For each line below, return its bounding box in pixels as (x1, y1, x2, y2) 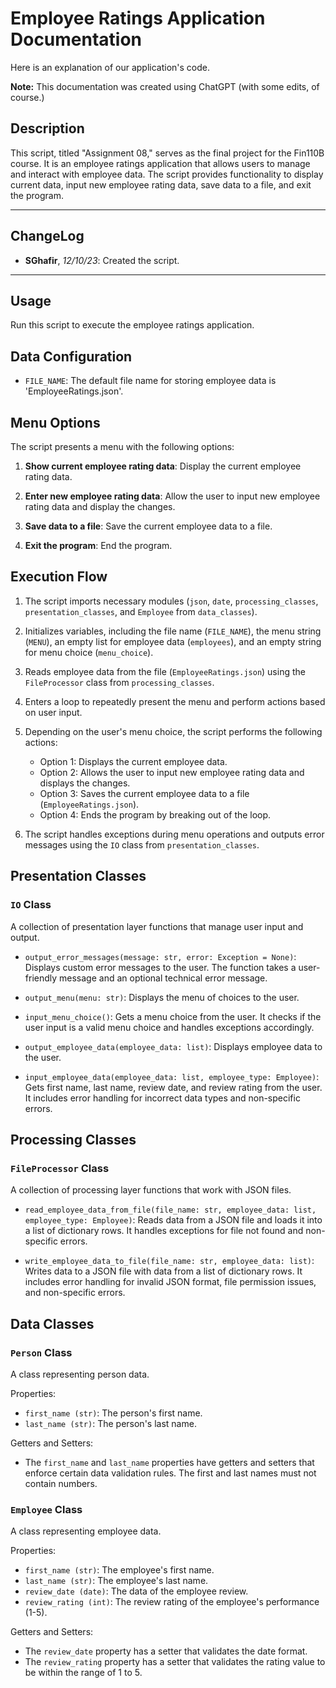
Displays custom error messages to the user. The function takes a (24, 961, 297, 973)
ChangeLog (10, 228, 85, 245)
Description (10, 120, 85, 137)
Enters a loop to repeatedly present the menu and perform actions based (24, 695, 326, 707)
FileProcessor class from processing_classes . (24, 676, 215, 688)
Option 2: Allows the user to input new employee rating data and (39, 766, 305, 778)
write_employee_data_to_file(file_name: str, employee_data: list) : (24, 1255, 315, 1267)
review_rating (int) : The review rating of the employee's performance (24, 1596, 320, 1608)
